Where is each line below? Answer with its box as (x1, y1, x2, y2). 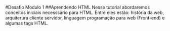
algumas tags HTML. (5, 20, 49, 26)
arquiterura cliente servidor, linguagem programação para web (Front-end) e (5, 15, 165, 20)
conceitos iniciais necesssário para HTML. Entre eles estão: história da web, (5, 9, 164, 15)
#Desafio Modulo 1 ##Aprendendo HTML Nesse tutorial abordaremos (5, 4, 150, 10)
